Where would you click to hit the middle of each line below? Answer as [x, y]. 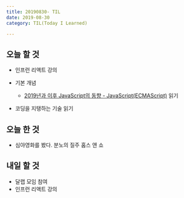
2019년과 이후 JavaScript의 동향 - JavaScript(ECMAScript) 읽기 [101, 96]
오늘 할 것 [23, 54]
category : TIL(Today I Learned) [47, 23]
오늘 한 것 [23, 129]
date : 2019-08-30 [28, 18]
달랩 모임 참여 [31, 181]
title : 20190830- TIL [33, 12]
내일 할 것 [23, 166]
